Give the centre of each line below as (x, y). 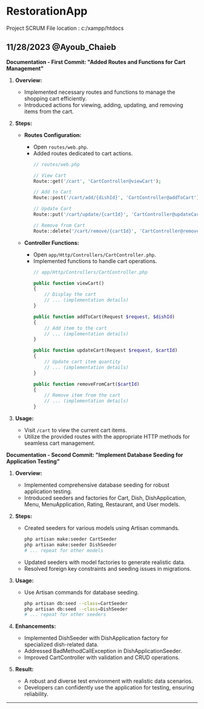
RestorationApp (47, 11)
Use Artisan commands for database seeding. (81, 592)
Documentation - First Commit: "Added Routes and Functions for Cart (96, 62)
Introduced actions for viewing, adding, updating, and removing (104, 105)
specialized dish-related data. (61, 644)
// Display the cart (70, 295)
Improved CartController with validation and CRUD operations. (102, 658)
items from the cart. (49, 111)
